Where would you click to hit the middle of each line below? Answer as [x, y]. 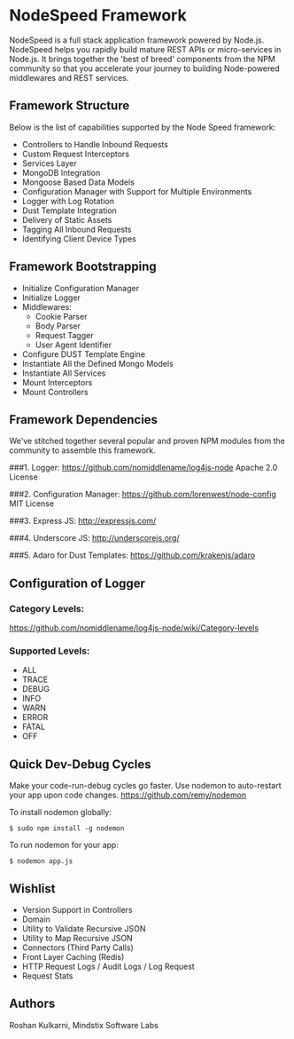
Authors [32, 1004]
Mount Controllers [55, 392]
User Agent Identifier [73, 345]
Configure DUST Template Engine [84, 354]
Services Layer [49, 163]
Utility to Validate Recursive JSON [84, 928]
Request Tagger [64, 335]
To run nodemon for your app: [64, 845]
